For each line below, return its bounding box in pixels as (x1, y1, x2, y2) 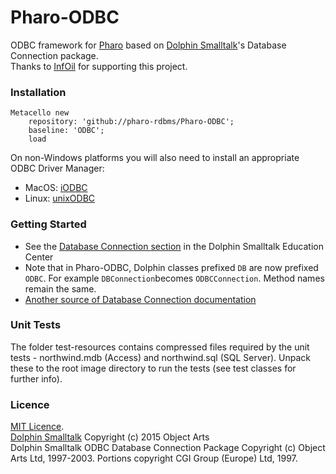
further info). (10, 372, 63, 385)
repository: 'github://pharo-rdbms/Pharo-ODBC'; (28, 117, 235, 127)
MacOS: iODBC (24, 182, 88, 194)
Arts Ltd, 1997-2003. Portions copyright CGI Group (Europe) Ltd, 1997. (10, 452, 298, 465)
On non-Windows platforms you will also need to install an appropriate (10, 152, 300, 164)
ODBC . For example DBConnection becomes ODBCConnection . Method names (24, 272, 325, 284)
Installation (10, 85, 67, 99)
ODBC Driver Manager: (10, 162, 105, 175)
